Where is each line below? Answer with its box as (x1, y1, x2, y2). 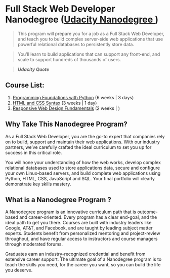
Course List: (5, 81, 45, 90)
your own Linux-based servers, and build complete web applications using (5, 170, 161, 176)
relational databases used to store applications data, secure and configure (5, 165, 160, 171)
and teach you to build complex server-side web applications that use (17, 36, 163, 42)
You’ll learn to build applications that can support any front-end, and (17, 51, 160, 57)
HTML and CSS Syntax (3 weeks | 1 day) (12, 100, 97, 106)
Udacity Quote (17, 66, 50, 72)
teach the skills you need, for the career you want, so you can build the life (5, 262, 161, 268)
